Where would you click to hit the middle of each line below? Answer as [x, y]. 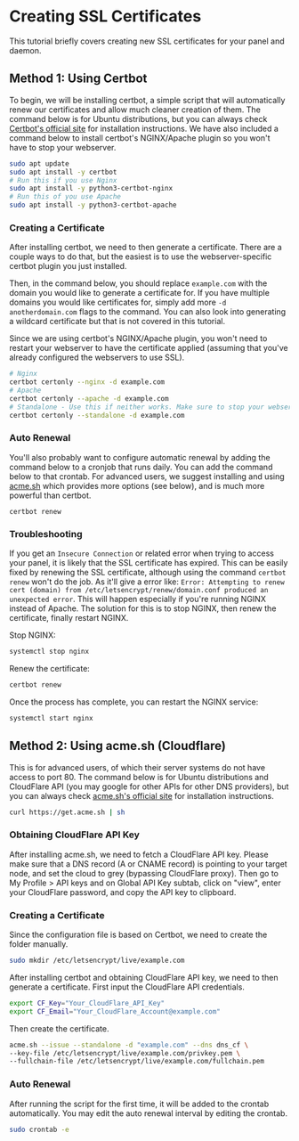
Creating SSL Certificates [105, 16]
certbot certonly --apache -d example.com [89, 398]
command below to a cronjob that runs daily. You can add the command [141, 467]
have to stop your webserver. [63, 147]
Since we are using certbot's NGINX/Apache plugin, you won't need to [138, 338]
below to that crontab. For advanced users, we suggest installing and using [147, 476]
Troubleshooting [46, 534]
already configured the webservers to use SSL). [97, 357]
